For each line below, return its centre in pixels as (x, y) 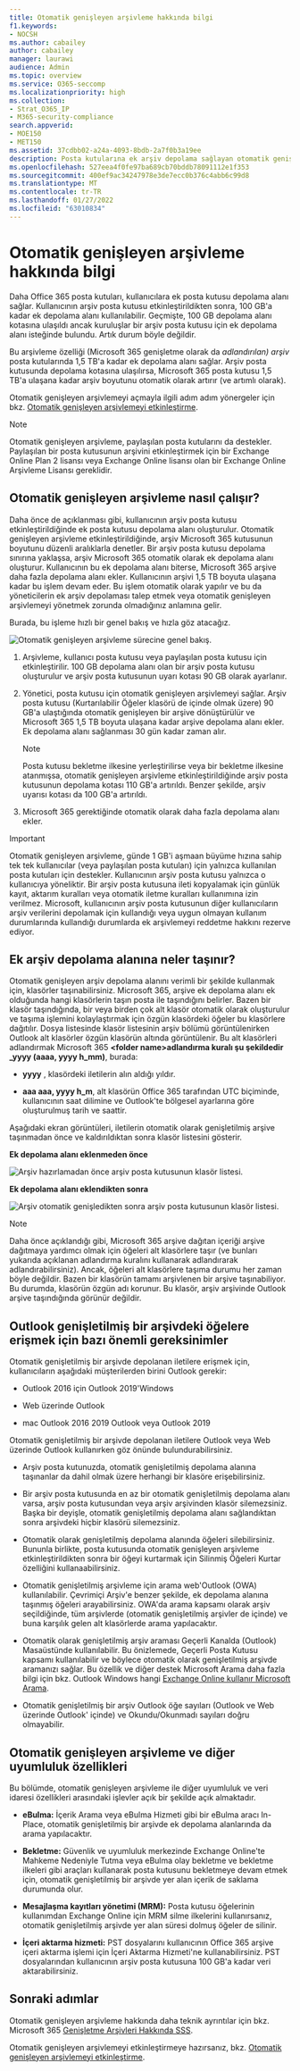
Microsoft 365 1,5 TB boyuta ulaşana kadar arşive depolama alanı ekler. (153, 722)
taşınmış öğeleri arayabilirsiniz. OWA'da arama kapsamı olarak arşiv (146, 1605)
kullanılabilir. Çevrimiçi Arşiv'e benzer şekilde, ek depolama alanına (146, 1595)
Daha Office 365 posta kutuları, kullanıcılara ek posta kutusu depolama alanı (149, 296)
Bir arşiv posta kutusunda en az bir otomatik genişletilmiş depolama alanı (156, 1494)
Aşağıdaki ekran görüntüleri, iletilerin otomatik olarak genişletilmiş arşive (142, 1128)
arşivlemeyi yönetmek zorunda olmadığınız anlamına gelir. (116, 605)
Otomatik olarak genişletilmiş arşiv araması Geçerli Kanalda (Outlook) (149, 1641)
